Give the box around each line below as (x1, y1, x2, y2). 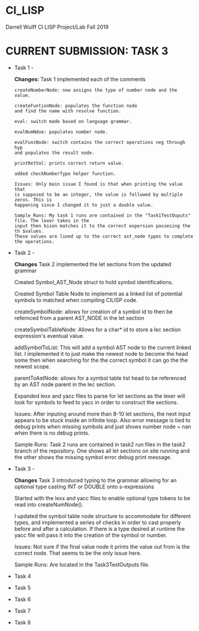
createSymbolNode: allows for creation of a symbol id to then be (14, 308, 173, 315)
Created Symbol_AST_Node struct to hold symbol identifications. (14, 278, 173, 285)
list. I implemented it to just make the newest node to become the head (14, 350, 188, 357)
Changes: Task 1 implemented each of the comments (14, 75, 146, 82)
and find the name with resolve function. (14, 108, 122, 114)
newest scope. (14, 362, 51, 370)
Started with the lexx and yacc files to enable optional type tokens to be (14, 494, 191, 501)
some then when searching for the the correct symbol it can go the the (14, 356, 188, 364)
